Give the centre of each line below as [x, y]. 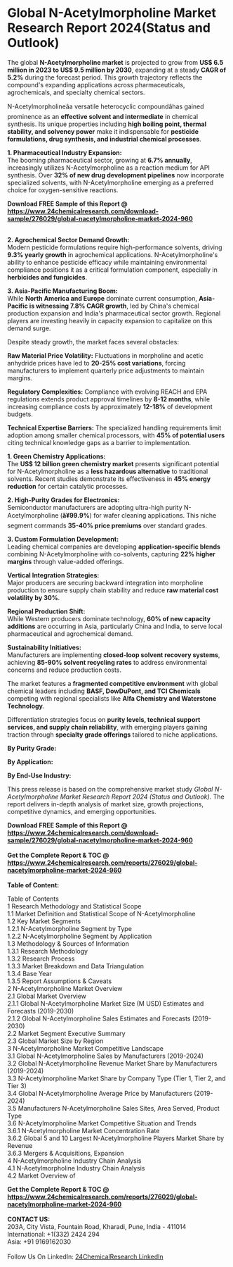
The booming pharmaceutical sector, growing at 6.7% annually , [100, 160]
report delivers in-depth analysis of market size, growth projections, [105, 804]
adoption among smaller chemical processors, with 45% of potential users [116, 435]
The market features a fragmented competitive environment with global [113, 683]
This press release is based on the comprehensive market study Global [110, 789]
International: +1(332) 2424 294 [53, 1234]
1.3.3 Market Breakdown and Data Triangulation [76, 966]
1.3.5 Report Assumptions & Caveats [60, 981]
